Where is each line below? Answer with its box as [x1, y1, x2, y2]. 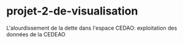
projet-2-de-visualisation [6, 4, 138, 18]
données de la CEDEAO [6, 30, 66, 38]
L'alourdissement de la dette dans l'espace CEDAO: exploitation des [6, 24, 177, 31]
